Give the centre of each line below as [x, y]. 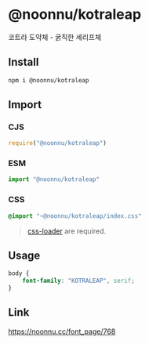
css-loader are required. [66, 231]
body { [19, 273]
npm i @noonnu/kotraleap [49, 80]
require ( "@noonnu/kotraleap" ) [58, 143]
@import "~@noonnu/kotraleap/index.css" [75, 216]
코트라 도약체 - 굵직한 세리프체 [55, 37]
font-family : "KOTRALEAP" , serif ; [78, 281]
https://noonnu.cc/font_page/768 [62, 331]
